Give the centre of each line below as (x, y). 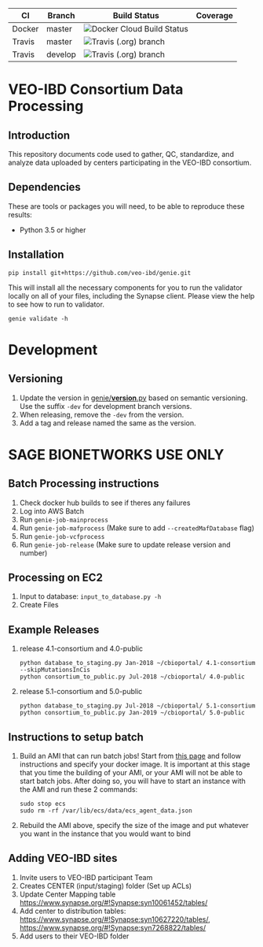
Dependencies (44, 187)
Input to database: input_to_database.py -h (90, 596)
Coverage (215, 15)
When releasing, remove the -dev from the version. (102, 414)
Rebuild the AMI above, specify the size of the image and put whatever (134, 826)
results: (20, 214)
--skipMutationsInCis (55, 670)
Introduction (39, 135)
